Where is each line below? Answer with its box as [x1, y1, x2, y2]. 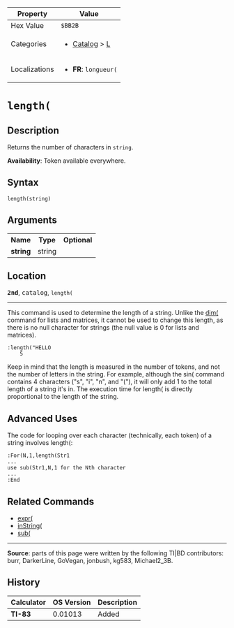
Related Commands [7, 495, 95, 507]
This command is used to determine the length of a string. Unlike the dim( [7, 309, 219, 317]
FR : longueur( [72, 64, 118, 74]
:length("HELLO [7, 344, 52, 351]
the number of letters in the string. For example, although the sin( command [7, 370, 225, 379]
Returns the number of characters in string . [7, 143, 134, 151]
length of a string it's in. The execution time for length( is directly [7, 385, 193, 393]
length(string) [7, 195, 52, 202]
